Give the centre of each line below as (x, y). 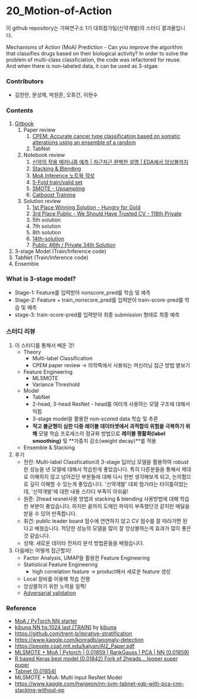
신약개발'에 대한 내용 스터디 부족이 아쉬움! (81, 492)
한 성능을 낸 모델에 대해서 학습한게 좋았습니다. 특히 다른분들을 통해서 (102, 469)
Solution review (42, 201)
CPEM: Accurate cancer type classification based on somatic (106, 136)
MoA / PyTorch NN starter (46, 621)
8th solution (46, 232)
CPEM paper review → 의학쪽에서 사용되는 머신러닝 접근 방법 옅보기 (111, 365)
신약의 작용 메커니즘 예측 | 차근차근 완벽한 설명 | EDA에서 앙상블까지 (110, 162)
